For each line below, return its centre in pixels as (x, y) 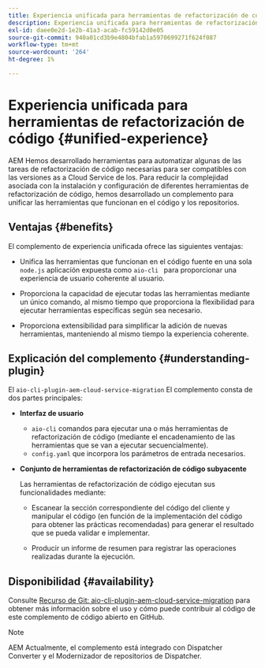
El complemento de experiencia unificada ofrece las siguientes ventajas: (126, 246)
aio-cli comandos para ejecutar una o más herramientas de (130, 429)
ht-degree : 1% (32, 60)
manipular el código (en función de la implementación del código (137, 516)
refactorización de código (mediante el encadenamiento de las (133, 437)
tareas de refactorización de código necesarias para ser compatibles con (127, 169)
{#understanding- (204, 359)
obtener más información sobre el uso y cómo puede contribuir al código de (132, 609)
